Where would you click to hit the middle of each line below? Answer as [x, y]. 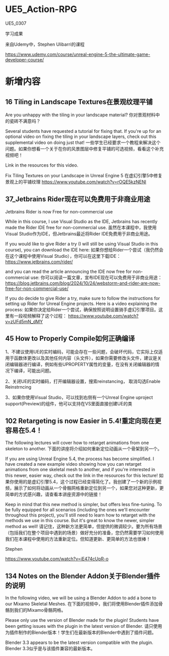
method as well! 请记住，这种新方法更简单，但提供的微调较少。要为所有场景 [84, 527]
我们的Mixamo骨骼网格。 [40, 610]
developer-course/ [25, 59]
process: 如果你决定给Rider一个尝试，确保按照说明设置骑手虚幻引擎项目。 [82, 309]
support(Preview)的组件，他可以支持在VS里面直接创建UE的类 [69, 403]
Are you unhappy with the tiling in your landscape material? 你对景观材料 [80, 115]
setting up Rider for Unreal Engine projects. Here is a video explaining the [81, 304]
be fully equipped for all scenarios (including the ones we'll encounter [77, 510]
